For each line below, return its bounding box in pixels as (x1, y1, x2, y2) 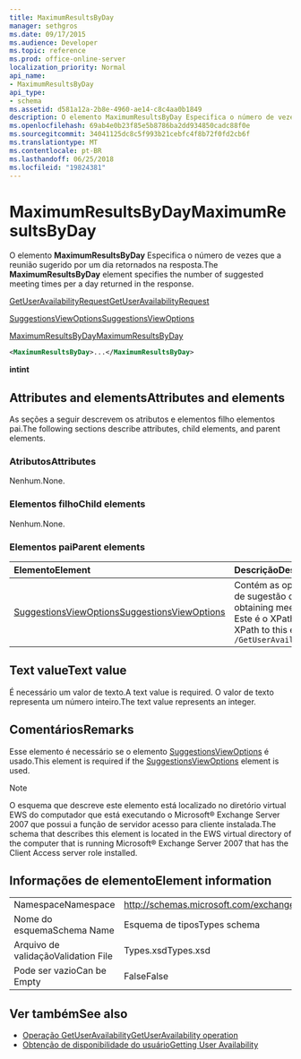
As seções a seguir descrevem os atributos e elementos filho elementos (9, 414, 276, 424)
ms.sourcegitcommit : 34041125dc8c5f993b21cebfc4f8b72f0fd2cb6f (9, 130, 251, 139)
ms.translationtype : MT (9, 138, 99, 147)
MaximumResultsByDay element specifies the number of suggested (9, 269, 264, 280)
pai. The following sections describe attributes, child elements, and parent (9, 423, 280, 434)
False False (124, 970, 168, 983)
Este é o (234, 612, 269, 625)
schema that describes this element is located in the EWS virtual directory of (9, 828, 292, 839)
